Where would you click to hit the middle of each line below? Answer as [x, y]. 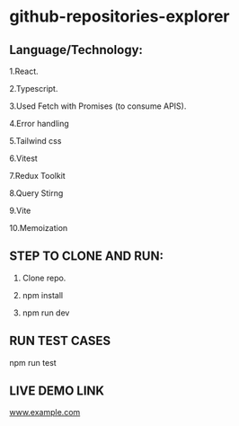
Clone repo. [44, 278]
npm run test [33, 362]
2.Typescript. [34, 89]
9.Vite [20, 210]
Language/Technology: [76, 50]
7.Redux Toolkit [37, 176]
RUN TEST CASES [60, 341]
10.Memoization [39, 228]
